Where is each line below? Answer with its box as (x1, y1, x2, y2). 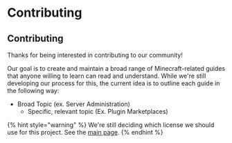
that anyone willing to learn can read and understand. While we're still (7, 71, 206, 80)
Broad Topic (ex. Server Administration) (17, 100, 130, 108)
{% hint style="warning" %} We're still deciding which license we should (7, 121, 215, 129)
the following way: (7, 87, 60, 94)
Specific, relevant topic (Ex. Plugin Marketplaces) (27, 108, 168, 115)
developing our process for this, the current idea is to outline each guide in (7, 79, 220, 87)
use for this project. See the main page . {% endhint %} (7, 128, 163, 136)
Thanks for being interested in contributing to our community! (7, 51, 184, 59)
